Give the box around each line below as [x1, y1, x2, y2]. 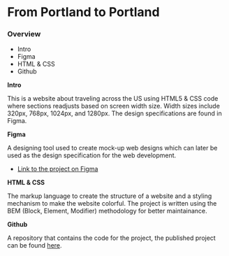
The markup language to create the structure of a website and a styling [7, 192, 212, 200]
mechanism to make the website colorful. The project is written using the [7, 199, 217, 208]
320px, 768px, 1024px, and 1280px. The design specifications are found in [7, 109, 222, 118]
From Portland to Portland [7, 4, 160, 20]
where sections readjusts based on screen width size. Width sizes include [7, 102, 220, 111]
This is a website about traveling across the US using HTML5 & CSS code [7, 94, 219, 103]
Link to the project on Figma [17, 165, 98, 173]
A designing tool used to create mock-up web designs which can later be [7, 144, 218, 152]
